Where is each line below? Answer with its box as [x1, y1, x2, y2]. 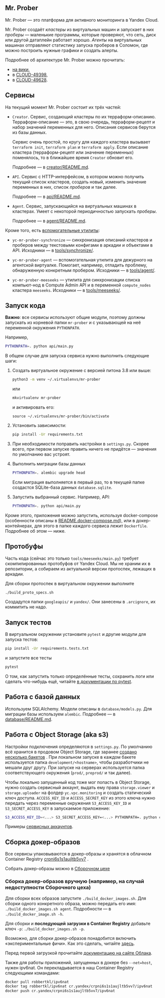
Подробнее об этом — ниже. [5, 528, 66, 534]
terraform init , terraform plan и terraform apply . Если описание [12, 144, 149, 150]
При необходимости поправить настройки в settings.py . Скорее [12, 441, 149, 447]
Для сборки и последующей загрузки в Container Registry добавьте [5, 920, 151, 926]
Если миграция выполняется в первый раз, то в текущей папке [12, 479, 145, 485]
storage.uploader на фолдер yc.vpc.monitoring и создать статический [5, 790, 151, 796]
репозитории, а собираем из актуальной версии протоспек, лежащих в [5, 566, 156, 571]
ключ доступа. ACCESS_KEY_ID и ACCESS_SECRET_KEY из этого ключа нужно [5, 795, 156, 800]
